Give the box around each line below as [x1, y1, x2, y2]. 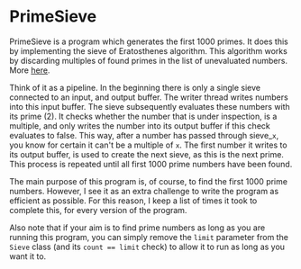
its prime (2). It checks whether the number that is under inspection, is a [9, 111, 278, 121]
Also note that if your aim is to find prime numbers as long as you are [9, 222, 266, 233]
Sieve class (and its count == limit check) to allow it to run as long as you [9, 241, 286, 252]
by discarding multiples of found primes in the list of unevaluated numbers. [9, 55, 288, 66]
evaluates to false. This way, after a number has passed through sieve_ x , [9, 130, 279, 140]
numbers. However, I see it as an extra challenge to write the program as [9, 185, 279, 196]
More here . [9, 65, 50, 76]
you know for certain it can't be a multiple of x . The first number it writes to [9, 139, 287, 150]
